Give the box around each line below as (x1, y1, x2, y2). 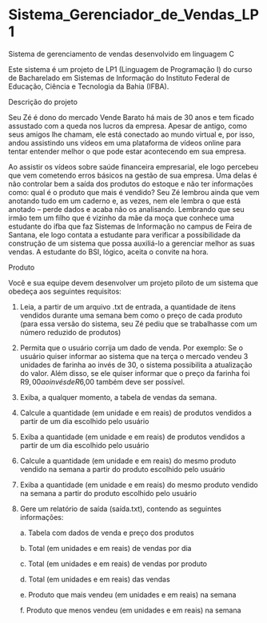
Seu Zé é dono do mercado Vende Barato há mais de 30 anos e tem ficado (8, 112, 254, 122)
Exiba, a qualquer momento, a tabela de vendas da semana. (19, 392, 217, 401)
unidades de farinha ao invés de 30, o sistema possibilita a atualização (19, 360, 253, 369)
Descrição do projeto (8, 97, 78, 106)
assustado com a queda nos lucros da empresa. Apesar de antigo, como (8, 121, 248, 130)
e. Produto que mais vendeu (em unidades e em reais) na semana (19, 589, 237, 599)
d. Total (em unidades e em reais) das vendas (19, 574, 170, 584)
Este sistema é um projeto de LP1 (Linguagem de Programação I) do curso (8, 64, 253, 74)
